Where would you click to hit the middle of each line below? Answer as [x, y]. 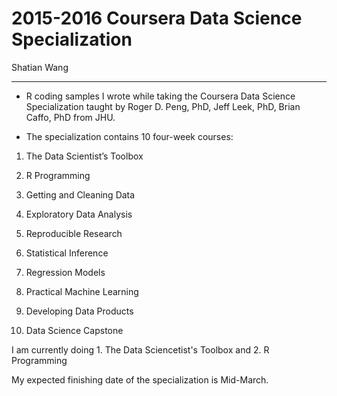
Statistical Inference [67, 253]
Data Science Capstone [74, 330]
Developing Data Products [79, 311]
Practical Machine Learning [82, 291]
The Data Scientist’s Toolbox [84, 156]
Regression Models [65, 272]
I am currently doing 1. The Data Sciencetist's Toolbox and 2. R [140, 349]
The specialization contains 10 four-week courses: [129, 136]
